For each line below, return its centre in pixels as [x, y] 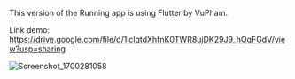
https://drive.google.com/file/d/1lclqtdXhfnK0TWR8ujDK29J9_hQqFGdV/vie [147, 39]
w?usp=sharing [38, 49]
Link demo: [30, 30]
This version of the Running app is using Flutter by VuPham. [119, 13]
